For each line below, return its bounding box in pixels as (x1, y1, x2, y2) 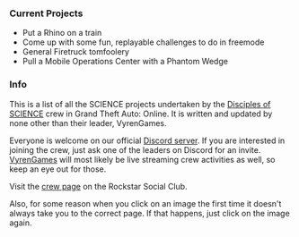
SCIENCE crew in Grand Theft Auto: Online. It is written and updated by (9, 108, 273, 119)
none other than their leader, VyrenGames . (9, 117, 168, 128)
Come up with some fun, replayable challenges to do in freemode (22, 37, 265, 47)
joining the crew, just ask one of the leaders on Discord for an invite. (9, 144, 261, 155)
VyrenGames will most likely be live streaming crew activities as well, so (9, 154, 276, 165)
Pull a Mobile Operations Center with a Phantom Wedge (22, 56, 229, 67)
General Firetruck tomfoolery (22, 47, 130, 57)
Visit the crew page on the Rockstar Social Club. (9, 181, 188, 191)
